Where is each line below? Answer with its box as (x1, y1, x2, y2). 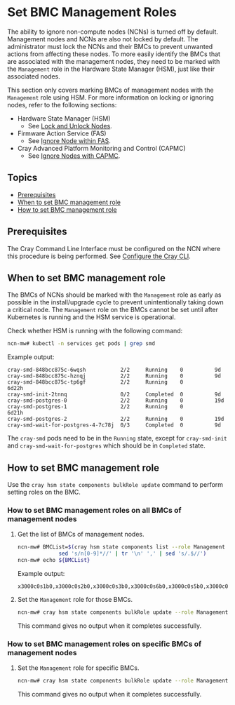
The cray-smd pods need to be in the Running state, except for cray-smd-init (7, 434, 228, 443)
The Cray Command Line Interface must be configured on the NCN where (7, 244, 221, 253)
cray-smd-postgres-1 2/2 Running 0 (7, 403, 184, 410)
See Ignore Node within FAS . (27, 136, 111, 145)
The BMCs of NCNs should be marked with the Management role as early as (7, 290, 222, 299)
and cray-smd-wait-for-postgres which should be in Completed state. (7, 441, 206, 450)
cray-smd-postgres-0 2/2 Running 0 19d (7, 397, 224, 404)
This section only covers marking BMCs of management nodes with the (7, 86, 214, 94)
